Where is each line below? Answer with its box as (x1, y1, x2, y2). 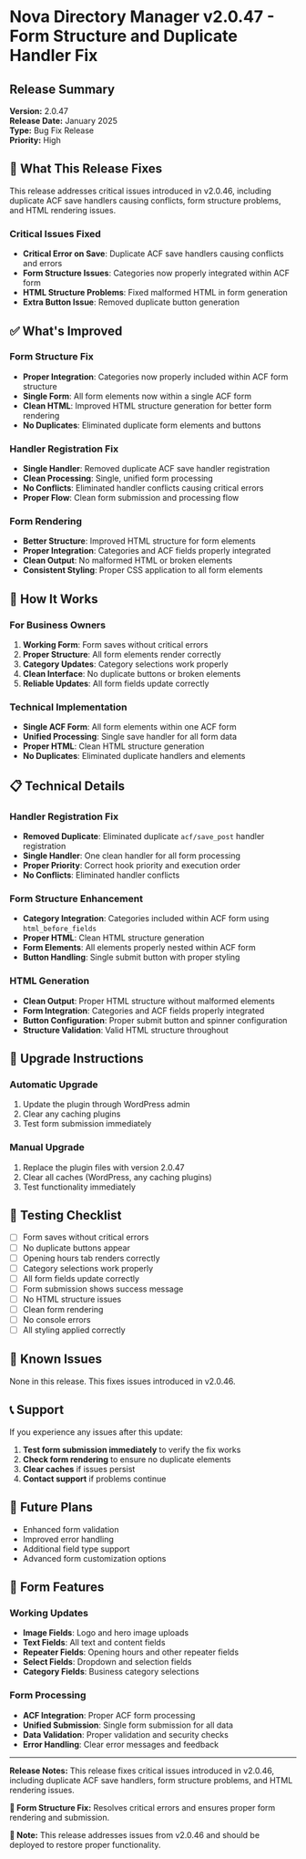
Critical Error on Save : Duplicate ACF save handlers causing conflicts (22, 248, 284, 259)
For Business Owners (9, 618, 107, 631)
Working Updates (9, 1606, 89, 1619)
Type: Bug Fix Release (9, 125, 94, 136)
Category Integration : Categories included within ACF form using (22, 913, 270, 924)
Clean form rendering (22, 1303, 104, 1314)
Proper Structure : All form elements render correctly (22, 649, 221, 660)
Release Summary (9, 81, 116, 97)
